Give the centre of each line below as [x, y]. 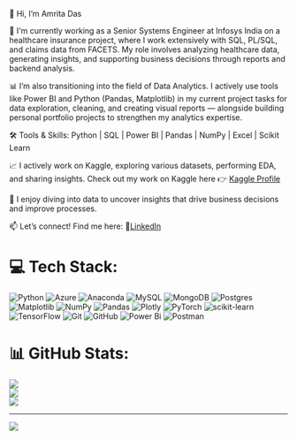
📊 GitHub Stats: [69, 354]
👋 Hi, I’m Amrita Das [46, 14]
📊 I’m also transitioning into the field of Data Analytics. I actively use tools [144, 86]
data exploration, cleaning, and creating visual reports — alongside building [147, 108]
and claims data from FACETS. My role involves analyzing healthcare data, [145, 49]
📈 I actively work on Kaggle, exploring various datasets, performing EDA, [143, 165]
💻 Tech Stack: [64, 267]
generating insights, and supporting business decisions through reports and [147, 59]
